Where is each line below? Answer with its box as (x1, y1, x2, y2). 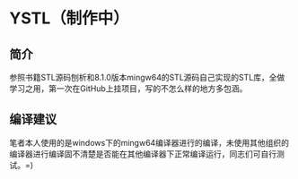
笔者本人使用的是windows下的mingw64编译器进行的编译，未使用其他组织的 (9, 137, 290, 148)
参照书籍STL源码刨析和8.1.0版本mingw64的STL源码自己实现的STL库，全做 (9, 72, 285, 82)
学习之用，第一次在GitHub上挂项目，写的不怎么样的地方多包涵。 (9, 83, 248, 94)
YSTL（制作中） (9, 8, 130, 29)
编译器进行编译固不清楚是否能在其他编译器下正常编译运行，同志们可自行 (9, 149, 276, 159)
